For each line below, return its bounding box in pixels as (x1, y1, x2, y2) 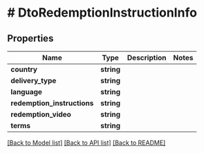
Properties (7, 33, 54, 44)
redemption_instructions (10, 98, 94, 108)
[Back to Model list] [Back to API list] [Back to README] (7, 138, 166, 147)
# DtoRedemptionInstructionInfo (7, 5, 197, 21)
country (10, 64, 38, 74)
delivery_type (10, 76, 57, 85)
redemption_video (10, 109, 71, 119)
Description (127, 53, 167, 62)
